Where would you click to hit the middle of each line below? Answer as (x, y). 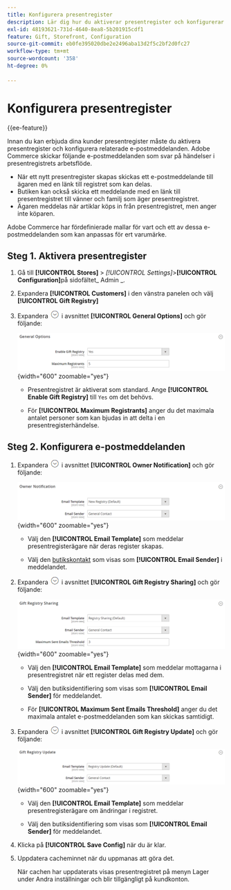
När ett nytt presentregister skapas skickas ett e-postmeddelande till (115, 176)
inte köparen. (36, 213)
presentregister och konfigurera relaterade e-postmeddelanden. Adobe (109, 148)
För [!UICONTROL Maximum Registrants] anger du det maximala (121, 410)
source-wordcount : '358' (43, 59)
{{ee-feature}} (28, 128)
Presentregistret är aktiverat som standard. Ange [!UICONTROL (118, 389)
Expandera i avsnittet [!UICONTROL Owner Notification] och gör (115, 465)
